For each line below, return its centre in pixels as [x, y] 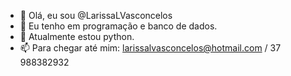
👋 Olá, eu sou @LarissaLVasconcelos [96, 15]
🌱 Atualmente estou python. [77, 36]
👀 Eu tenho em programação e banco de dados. [118, 26]
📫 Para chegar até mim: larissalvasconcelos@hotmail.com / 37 [150, 48]
